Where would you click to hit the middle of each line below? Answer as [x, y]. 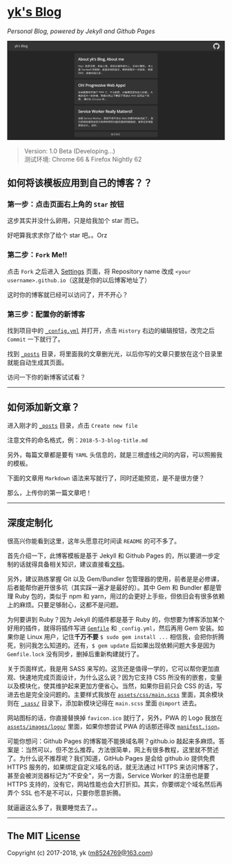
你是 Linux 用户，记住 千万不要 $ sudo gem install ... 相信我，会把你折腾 [118, 636]
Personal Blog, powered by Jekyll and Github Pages [81, 31]
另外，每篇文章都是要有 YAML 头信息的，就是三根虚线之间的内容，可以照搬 [112, 454]
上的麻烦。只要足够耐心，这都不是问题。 [65, 605]
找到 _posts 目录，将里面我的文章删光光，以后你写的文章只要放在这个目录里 [115, 354]
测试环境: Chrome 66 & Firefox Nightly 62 [83, 159]
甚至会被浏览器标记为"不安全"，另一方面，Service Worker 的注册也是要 [108, 775]
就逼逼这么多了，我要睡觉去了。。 [54, 807]
